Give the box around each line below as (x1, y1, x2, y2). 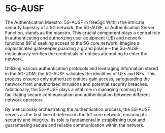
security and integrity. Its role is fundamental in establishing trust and (5, 117, 146, 123)
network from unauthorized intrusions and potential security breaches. (5, 81, 149, 87)
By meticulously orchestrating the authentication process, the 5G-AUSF (5, 106, 150, 112)
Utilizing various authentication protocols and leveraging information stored (5, 65, 159, 71)
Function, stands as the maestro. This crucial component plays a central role (5, 30, 160, 35)
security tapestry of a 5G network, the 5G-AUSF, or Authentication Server (5, 24, 155, 30)
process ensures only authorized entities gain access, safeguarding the (5, 76, 150, 82)
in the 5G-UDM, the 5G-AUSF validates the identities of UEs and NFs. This (5, 70, 156, 76)
